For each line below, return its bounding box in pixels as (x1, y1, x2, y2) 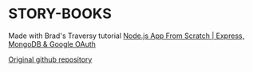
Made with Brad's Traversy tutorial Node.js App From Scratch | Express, (8, 31, 245, 40)
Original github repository (8, 55, 93, 64)
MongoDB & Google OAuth (8, 39, 96, 48)
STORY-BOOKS (8, 5, 112, 23)
